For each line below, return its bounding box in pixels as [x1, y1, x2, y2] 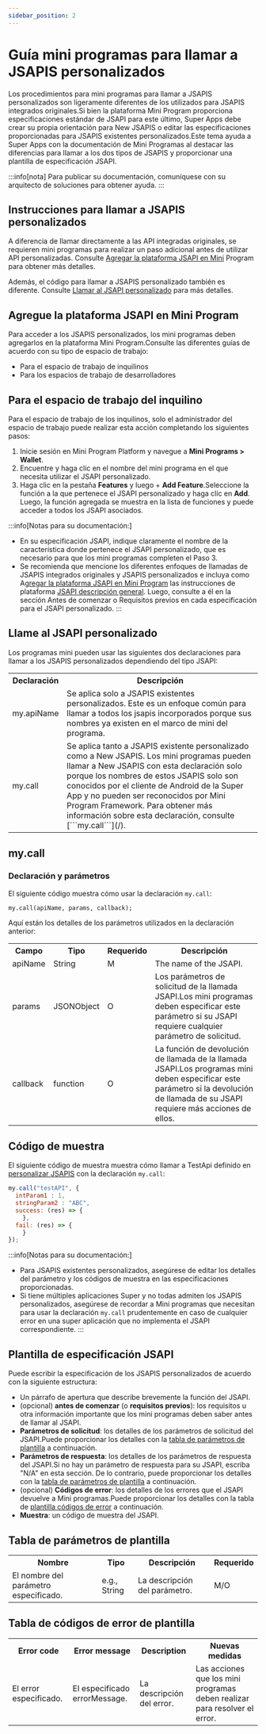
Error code [18, 1645, 59, 1656]
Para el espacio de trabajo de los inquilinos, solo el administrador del [8, 414, 233, 424]
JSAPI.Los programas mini [154, 1063, 253, 1074]
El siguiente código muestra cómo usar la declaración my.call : [8, 888, 212, 898]
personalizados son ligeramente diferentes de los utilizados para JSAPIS [8, 97, 245, 107]
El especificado [72, 1682, 131, 1694]
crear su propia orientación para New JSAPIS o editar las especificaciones [8, 122, 252, 132]
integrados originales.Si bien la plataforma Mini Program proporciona [8, 105, 234, 115]
